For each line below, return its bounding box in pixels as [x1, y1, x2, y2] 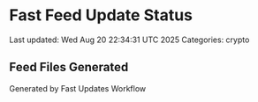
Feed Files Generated [9, 60, 129, 75]
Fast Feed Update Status [9, 5, 193, 25]
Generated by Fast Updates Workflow [9, 83, 147, 93]
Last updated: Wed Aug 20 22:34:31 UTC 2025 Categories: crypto [9, 34, 250, 45]
